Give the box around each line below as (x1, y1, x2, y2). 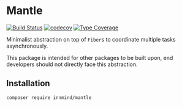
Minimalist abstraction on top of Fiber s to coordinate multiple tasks (6, 35, 176, 43)
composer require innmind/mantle (6, 94, 92, 101)
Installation (6, 78, 50, 89)
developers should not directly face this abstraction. (6, 61, 138, 68)
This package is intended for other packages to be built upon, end (6, 54, 173, 61)
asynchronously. (6, 42, 48, 50)
